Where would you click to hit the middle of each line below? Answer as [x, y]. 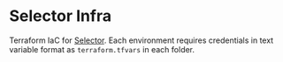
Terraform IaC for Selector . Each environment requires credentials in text [141, 40]
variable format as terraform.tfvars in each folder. [102, 49]
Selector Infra [61, 16]
